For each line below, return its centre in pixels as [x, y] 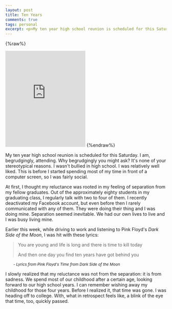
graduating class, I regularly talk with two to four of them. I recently [76, 198]
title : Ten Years [24, 15]
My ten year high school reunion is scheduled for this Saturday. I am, [78, 155]
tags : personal [21, 24]
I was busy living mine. [29, 220]
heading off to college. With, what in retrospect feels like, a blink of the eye [84, 296]
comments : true [21, 19]
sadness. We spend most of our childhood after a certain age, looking [79, 279]
